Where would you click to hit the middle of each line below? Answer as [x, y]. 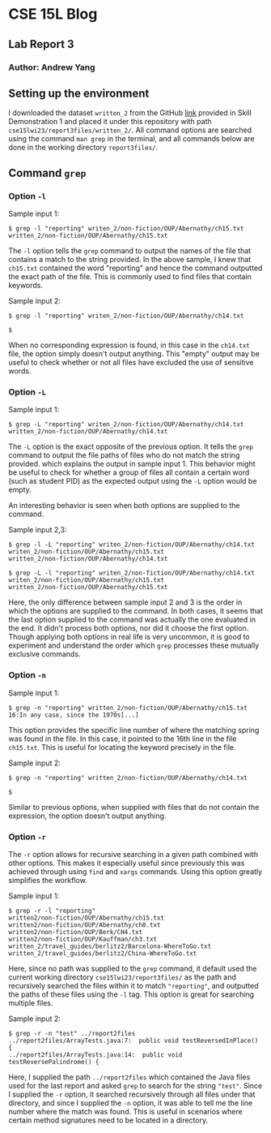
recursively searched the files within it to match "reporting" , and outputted [133, 985]
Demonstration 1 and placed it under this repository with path [110, 122]
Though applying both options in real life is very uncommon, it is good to [129, 637]
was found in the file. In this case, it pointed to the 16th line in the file [123, 739]
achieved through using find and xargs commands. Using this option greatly [135, 871]
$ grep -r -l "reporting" [52, 911]
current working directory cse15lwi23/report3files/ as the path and [122, 977]
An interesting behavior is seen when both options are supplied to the [124, 506]
